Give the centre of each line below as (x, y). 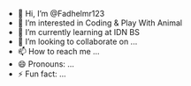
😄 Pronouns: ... (46, 64)
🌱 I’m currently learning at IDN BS (78, 32)
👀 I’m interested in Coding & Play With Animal (100, 23)
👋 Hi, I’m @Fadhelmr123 (61, 14)
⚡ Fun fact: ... (42, 74)
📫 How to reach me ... (58, 51)
